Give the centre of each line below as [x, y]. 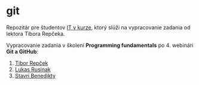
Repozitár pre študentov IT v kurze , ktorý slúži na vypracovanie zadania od [98, 27]
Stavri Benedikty [35, 75]
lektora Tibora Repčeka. [36, 33]
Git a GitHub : [22, 51]
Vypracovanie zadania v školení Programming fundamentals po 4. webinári [100, 45]
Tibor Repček [31, 63]
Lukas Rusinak [33, 69]
